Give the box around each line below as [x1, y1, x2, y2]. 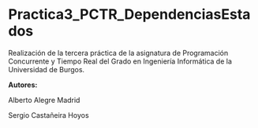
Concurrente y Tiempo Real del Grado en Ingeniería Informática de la [8, 57, 233, 66]
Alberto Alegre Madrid [8, 95, 80, 104]
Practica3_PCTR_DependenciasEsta [8, 5, 251, 24]
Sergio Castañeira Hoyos [8, 110, 89, 119]
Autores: [8, 80, 38, 90]
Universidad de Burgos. [8, 64, 85, 74]
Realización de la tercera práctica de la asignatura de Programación [8, 48, 229, 57]
